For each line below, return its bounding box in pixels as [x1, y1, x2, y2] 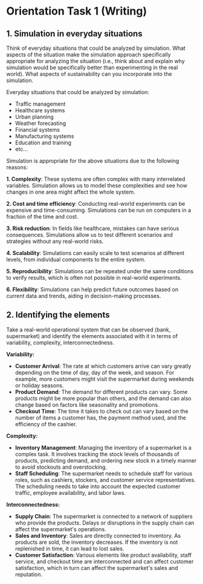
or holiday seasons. [14, 381, 64, 389]
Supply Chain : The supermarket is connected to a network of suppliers [14, 512, 193, 520]
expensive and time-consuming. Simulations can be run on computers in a [6, 206, 192, 214]
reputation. [14, 571, 43, 578]
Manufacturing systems [14, 132, 74, 140]
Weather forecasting [14, 120, 66, 127]
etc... [14, 146, 28, 152]
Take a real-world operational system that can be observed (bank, [6, 326, 171, 333]
